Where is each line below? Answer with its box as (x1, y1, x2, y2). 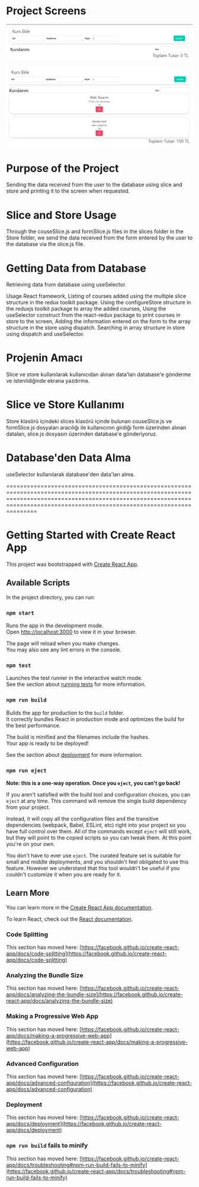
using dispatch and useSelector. (6, 330, 85, 338)
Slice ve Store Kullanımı (6, 398, 124, 411)
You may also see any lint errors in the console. (6, 646, 121, 653)
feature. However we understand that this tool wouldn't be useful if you (6, 865, 180, 872)
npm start (6, 609, 34, 616)
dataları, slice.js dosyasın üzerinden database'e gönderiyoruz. (6, 430, 158, 437)
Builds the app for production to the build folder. (6, 709, 125, 716)
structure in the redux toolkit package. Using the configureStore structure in (6, 299, 191, 306)
